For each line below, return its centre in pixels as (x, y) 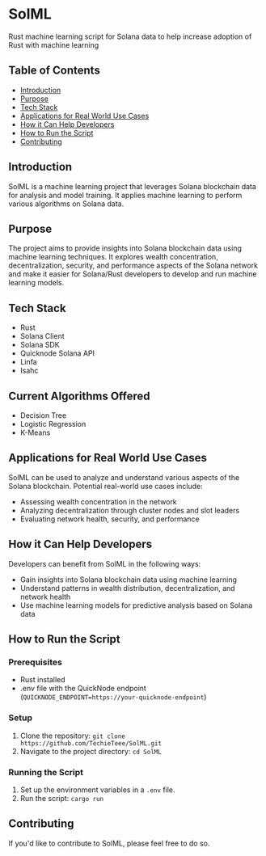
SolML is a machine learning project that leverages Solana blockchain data (133, 186)
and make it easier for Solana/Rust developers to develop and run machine (133, 274)
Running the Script (46, 772)
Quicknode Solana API (57, 353)
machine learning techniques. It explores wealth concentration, (113, 257)
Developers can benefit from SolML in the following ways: (105, 563)
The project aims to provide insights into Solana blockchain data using (125, 248)
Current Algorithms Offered (80, 396)
